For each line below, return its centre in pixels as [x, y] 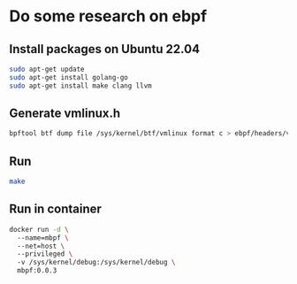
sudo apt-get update [47, 69]
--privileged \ [45, 254]
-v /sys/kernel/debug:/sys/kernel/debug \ [96, 263]
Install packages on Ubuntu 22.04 [105, 49]
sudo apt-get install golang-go [69, 77]
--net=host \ [41, 246]
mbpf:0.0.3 [37, 271]
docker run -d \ [39, 229]
